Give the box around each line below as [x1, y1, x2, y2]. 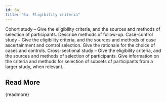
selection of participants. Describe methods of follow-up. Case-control [5, 31, 153, 37]
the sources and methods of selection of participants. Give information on [5, 53, 159, 59]
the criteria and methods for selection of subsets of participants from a [5, 58, 153, 64]
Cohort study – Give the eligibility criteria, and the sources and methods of [5, 26, 160, 32]
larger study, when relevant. [5, 64, 64, 70]
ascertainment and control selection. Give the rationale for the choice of [5, 42, 155, 48]
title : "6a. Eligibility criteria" [5, 12, 80, 17]
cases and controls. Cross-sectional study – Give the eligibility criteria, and [5, 47, 161, 54]
